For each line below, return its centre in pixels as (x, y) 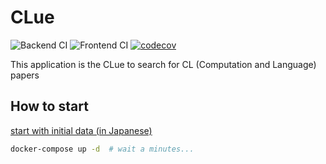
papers (25, 75)
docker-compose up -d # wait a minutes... (102, 149)
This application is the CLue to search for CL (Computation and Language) (163, 64)
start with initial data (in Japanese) (81, 130)
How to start (49, 106)
